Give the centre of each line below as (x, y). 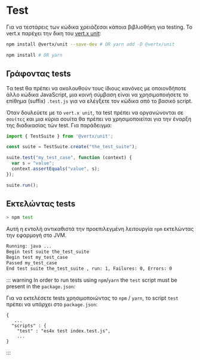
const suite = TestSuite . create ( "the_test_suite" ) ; (72, 147)
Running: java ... (29, 246)
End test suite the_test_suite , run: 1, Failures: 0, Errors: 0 (89, 269)
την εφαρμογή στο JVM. (36, 235)
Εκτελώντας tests (41, 204)
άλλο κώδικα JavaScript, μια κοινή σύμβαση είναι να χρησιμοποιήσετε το (97, 94)
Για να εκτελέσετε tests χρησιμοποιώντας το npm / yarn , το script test (93, 298)
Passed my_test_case (32, 263)
